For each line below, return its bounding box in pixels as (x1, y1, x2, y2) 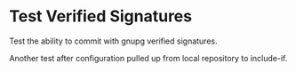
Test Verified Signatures (9, 6, 193, 27)
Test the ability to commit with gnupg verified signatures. (9, 36, 218, 46)
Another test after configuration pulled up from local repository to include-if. (9, 52, 288, 63)
